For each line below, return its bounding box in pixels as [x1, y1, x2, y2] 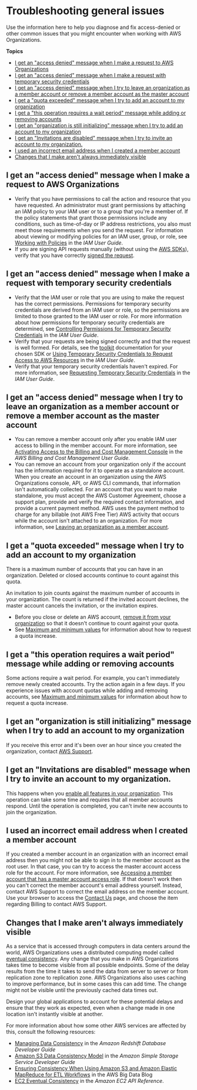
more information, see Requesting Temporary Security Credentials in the [14, 369, 191, 376]
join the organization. [6, 808, 58, 815]
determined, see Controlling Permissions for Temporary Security [14, 325, 172, 332]
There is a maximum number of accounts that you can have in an [6, 566, 163, 573]
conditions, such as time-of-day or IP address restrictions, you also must [14, 220, 191, 227]
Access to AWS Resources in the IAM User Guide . [14, 356, 135, 364]
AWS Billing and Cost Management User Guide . [14, 455, 131, 462]
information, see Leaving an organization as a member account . [14, 524, 169, 531]
